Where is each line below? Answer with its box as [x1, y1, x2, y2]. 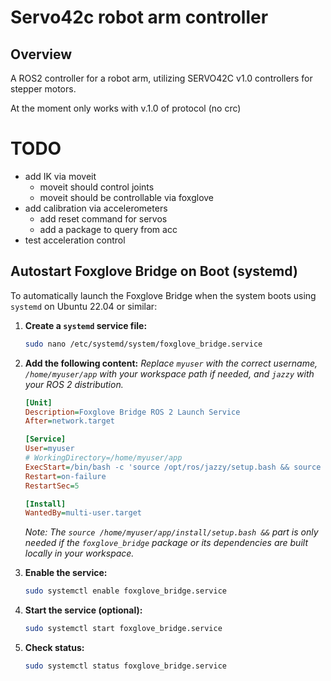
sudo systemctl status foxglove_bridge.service [24, 661, 227, 671]
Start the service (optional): [24, 604, 143, 616]
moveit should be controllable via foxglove [39, 191, 215, 203]
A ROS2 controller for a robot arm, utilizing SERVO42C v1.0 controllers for [10, 72, 313, 84]
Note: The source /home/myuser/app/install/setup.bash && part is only [24, 526, 319, 538]
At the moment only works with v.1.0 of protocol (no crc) [10, 102, 242, 114]
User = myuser [24, 444, 75, 454]
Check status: [24, 642, 85, 653]
